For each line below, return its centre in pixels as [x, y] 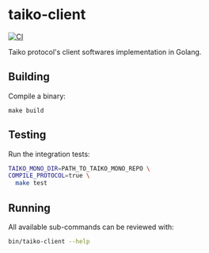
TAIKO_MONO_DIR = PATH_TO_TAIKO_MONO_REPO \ [79, 168]
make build [26, 110]
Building [29, 77]
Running [30, 208]
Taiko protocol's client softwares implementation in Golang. [105, 52]
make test [31, 183]
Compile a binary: [37, 96]
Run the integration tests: [49, 154]
